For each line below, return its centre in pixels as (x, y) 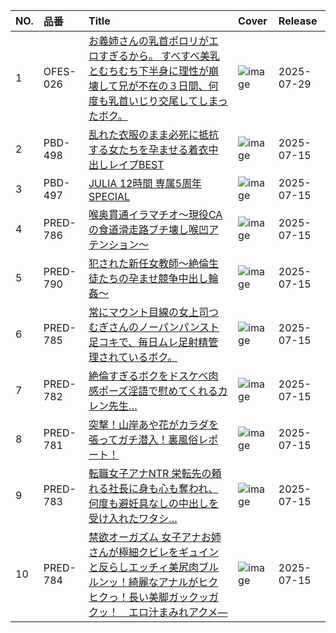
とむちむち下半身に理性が (148, 71)
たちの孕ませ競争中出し (153, 278)
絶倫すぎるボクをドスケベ (148, 376)
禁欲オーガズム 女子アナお (150, 537)
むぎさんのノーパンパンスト (154, 327)
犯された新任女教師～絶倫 (148, 263)
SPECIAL (109, 196)
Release (298, 21)
